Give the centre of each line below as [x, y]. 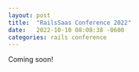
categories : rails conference [58, 37]
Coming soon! [31, 59]
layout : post [29, 15]
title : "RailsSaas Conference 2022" [70, 23]
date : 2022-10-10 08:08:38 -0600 [66, 30]
